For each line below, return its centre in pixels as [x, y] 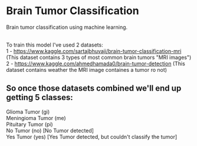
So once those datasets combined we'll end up [94, 89]
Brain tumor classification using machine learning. [67, 27]
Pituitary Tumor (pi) [29, 124]
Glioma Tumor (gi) [28, 112]
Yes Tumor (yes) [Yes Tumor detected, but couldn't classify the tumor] [92, 137]
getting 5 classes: [40, 97]
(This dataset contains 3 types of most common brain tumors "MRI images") [99, 57]
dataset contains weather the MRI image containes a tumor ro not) [86, 69]
